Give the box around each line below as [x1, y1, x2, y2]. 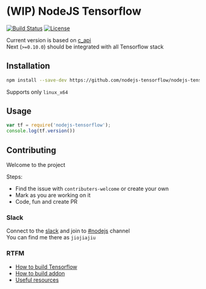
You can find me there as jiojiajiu [6, 234, 96, 241]
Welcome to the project [6, 161, 66, 168]
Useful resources [15, 276, 59, 283]
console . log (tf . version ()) [6, 128, 75, 134]
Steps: [6, 173, 23, 180]
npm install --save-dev [6, 77, 67, 83]
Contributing [6, 145, 56, 155]
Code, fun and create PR [15, 198, 78, 205]
